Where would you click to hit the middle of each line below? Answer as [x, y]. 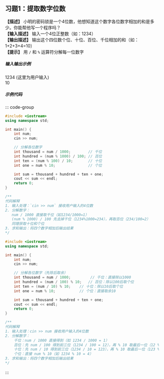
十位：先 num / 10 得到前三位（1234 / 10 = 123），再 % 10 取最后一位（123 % [87, 349]
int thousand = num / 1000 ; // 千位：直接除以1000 [72, 278]
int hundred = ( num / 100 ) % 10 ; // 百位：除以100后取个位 [74, 282]
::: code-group [20, 107]
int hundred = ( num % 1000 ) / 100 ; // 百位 [58, 156]
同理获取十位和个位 [28, 224]
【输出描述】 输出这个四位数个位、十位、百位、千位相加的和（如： [72, 40]
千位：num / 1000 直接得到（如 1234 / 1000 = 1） [61, 340]
